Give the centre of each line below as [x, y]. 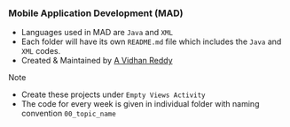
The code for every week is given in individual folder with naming [140, 104]
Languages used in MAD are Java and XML [97, 33]
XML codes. [41, 51]
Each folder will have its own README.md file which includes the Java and [151, 41]
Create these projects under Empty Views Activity [113, 94]
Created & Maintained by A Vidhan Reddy [97, 61]
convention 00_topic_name [68, 114]
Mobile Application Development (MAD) [96, 13]
